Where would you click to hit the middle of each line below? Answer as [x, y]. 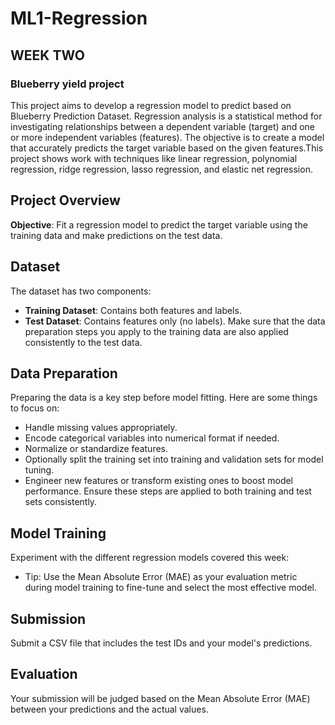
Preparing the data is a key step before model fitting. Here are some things [164, 398]
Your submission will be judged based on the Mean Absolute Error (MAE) [160, 698]
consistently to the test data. [83, 342]
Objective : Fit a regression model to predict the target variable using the [159, 224]
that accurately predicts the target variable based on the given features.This [167, 148]
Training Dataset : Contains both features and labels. [133, 310]
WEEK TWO [47, 55]
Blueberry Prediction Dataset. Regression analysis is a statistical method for [166, 116]
